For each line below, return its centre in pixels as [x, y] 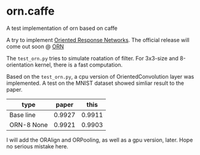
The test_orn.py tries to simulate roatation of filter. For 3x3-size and [92, 58]
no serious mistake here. [37, 146]
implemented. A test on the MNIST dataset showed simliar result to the [95, 83]
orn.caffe [31, 11]
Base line [23, 115]
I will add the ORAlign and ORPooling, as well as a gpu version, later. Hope [100, 140]
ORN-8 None [29, 124]
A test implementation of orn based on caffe [62, 28]
